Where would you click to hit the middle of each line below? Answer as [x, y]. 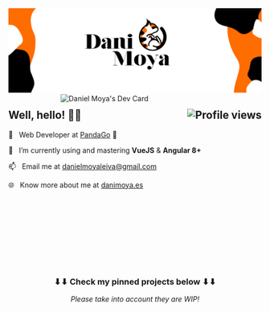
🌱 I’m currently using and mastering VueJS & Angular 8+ [105, 150]
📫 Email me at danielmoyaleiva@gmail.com [82, 166]
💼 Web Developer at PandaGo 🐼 [63, 134]
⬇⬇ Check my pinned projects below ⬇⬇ [135, 281]
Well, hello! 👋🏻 [45, 115]
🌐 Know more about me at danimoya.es [76, 185]
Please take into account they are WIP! [135, 299]
